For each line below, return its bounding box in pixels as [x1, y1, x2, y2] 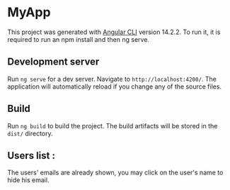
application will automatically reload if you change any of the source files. [7, 82, 222, 91]
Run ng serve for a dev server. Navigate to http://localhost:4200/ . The [7, 74, 217, 83]
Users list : [7, 150, 55, 162]
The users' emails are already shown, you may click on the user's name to [7, 168, 224, 177]
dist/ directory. [7, 129, 53, 138]
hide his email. [7, 176, 50, 184]
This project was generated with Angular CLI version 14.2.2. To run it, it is [7, 28, 221, 36]
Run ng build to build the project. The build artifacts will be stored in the [7, 121, 218, 130]
